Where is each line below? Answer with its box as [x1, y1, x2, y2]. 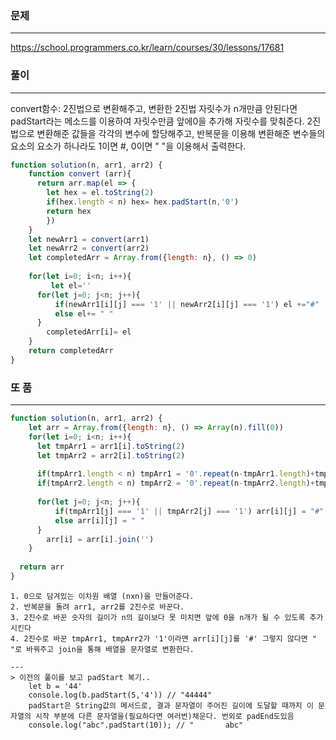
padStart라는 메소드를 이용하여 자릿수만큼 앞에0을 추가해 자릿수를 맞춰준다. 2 [10, 115, 313, 127]
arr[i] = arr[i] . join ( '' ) [46, 534, 155, 544]
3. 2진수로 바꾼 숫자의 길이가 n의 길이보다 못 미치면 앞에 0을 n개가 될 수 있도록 [10, 612, 306, 622]
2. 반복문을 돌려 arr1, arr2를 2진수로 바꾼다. [10, 602, 185, 612]
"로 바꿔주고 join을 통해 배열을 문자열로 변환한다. [10, 644, 195, 654]
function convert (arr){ [28, 169, 132, 179]
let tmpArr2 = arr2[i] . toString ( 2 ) [36, 450, 186, 461]
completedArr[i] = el [46, 327, 132, 337]
